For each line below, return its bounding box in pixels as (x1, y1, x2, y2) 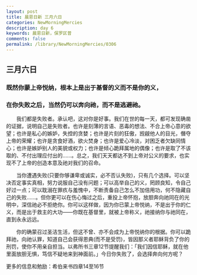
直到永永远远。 (6, 216, 42, 223)
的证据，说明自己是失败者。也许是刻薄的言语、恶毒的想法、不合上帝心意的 (6, 123, 186, 130)
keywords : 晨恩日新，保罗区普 (6, 31, 72, 36)
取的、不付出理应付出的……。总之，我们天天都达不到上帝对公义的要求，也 (6, 152, 185, 159)
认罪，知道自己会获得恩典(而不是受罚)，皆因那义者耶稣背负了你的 (31, 236, 190, 243)
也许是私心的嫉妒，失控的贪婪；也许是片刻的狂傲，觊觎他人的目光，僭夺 (16, 130, 191, 137)
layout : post (6, 8, 38, 15)
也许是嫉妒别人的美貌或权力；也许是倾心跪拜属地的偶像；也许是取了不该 (16, 145, 191, 152)
